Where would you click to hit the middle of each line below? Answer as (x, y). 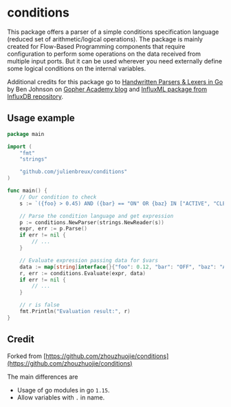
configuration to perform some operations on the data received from (104, 54)
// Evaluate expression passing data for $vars (89, 260)
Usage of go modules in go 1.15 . (63, 390)
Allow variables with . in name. (61, 397)
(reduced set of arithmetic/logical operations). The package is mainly (105, 39)
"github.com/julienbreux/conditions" (74, 172)
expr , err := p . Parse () (54, 229)
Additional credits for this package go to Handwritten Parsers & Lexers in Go (115, 81)
